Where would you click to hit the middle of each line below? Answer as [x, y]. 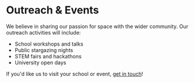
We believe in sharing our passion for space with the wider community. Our [97, 26]
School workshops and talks [49, 44]
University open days [40, 63]
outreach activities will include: [44, 32]
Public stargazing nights [44, 50]
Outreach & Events [53, 10]
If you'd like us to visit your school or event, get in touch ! [75, 74]
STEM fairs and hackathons [48, 56]
